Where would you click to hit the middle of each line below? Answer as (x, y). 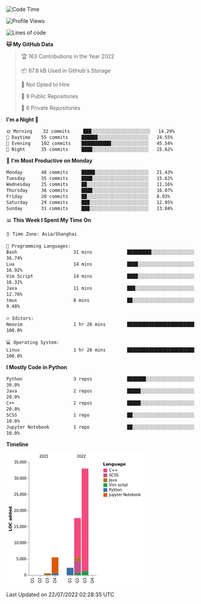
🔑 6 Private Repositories (51, 108)
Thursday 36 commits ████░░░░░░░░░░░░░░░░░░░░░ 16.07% (89, 190)
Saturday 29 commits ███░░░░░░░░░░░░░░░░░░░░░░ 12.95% (89, 202)
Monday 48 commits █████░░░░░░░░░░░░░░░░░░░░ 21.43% (89, 172)
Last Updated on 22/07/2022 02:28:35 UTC (60, 594)
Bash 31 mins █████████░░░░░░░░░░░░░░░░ (100, 252)
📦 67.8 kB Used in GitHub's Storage (66, 70)
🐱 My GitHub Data (30, 44)
